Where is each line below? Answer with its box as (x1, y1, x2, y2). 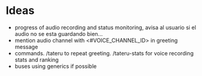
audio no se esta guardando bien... (14, 30, 103, 37)
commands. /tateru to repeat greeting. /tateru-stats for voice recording (14, 49, 194, 57)
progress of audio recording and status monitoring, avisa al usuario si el (14, 24, 196, 31)
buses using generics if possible (14, 62, 97, 70)
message (14, 43, 38, 50)
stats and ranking (14, 56, 59, 63)
